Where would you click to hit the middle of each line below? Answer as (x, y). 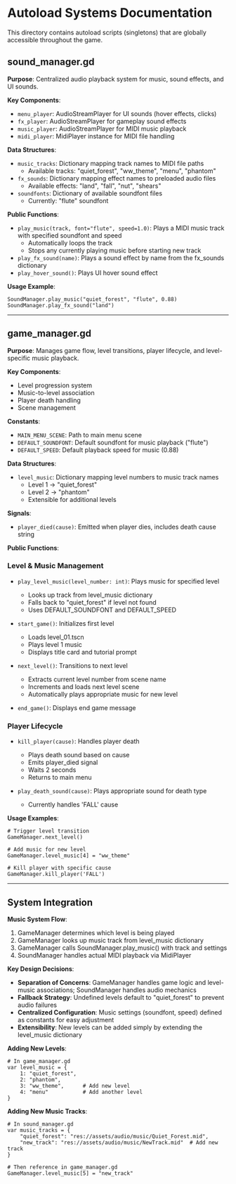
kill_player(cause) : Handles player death (78, 741)
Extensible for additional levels (72, 499)
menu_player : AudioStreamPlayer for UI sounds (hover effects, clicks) (117, 113)
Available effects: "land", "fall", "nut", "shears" (94, 186)
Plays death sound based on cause (79, 755)
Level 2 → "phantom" (59, 492)
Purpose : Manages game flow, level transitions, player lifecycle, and (106, 350)
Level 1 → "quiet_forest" (62, 484)
